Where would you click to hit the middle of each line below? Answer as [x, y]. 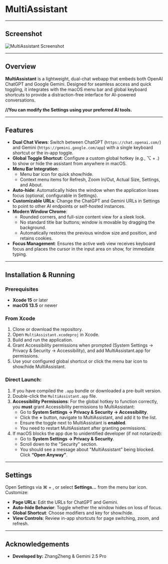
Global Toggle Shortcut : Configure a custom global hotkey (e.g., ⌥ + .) [86, 158]
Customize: [17, 493]
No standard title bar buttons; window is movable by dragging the [87, 222]
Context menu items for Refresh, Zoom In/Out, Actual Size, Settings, [90, 180]
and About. [31, 185]
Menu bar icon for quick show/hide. [56, 174]
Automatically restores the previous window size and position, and [88, 233]
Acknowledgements [37, 544]
